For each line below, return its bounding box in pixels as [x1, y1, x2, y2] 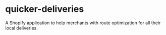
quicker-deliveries [5, 3, 84, 15]
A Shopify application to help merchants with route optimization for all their [5, 20, 161, 26]
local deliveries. [5, 25, 38, 31]
